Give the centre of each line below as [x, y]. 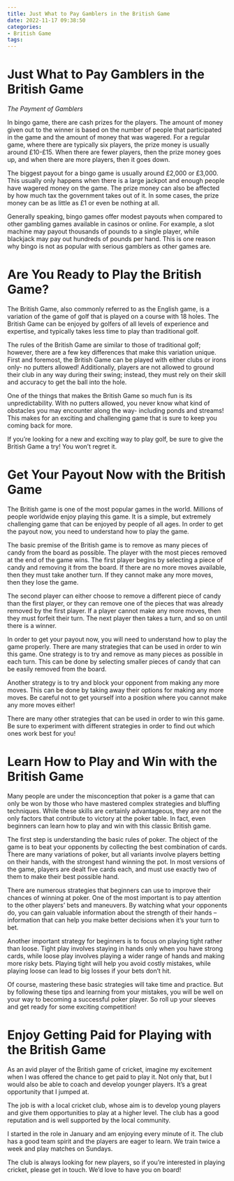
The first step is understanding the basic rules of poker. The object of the [112, 839]
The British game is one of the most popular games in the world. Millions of [115, 509]
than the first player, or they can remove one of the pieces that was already [115, 603]
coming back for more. [40, 425]
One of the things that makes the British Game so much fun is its [100, 396]
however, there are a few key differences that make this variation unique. [112, 352]
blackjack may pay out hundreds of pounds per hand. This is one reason [111, 239]
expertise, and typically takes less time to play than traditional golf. [103, 331]
